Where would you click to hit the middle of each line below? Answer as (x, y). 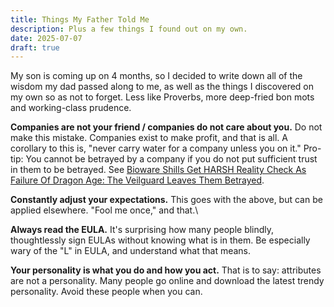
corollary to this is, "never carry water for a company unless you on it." (156, 148)
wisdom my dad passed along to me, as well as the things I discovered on (162, 87)
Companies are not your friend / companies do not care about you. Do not (166, 127)
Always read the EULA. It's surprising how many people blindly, (142, 230)
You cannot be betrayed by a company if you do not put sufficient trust (171, 159)
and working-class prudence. (71, 108)
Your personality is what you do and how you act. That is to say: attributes (166, 270)
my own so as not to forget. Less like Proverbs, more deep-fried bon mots (162, 97)
